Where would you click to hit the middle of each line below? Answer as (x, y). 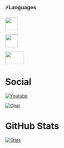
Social (18, 82)
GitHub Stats (32, 126)
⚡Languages (21, 7)
